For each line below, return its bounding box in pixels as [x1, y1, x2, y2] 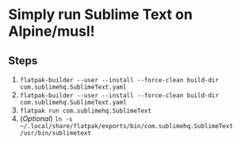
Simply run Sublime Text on [8, 6, 193, 24]
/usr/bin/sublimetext [19, 129, 91, 137]
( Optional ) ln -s [19, 114, 73, 123]
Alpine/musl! [8, 22, 95, 40]
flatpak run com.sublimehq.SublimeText [19, 107, 152, 115]
